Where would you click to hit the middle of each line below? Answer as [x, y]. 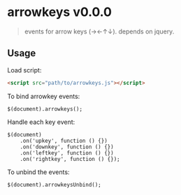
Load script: [24, 70]
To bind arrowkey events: [44, 96]
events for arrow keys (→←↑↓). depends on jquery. [99, 31]
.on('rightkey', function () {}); [70, 159]
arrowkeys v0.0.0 [59, 12]
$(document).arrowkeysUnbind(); [54, 185]
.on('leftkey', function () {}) [67, 153]
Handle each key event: [41, 122]
